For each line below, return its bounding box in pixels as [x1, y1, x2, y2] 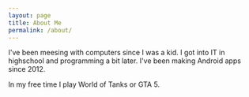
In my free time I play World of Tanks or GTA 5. [8, 80, 160, 89]
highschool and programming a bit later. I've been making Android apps [8, 56, 241, 65]
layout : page [8, 11, 51, 20]
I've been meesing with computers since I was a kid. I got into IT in [8, 48, 225, 58]
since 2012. [8, 65, 46, 74]
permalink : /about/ [8, 26, 73, 34]
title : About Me [8, 19, 62, 27]
